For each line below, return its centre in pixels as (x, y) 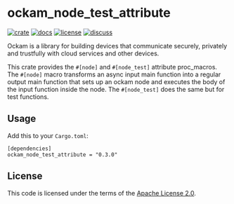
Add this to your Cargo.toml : (48, 135)
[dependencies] (30, 149)
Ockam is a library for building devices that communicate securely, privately (117, 46)
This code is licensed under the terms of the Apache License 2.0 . (102, 193)
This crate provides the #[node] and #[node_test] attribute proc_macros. (112, 67)
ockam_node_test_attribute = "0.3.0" (63, 155)
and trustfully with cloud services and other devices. (83, 53)
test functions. (28, 97)
